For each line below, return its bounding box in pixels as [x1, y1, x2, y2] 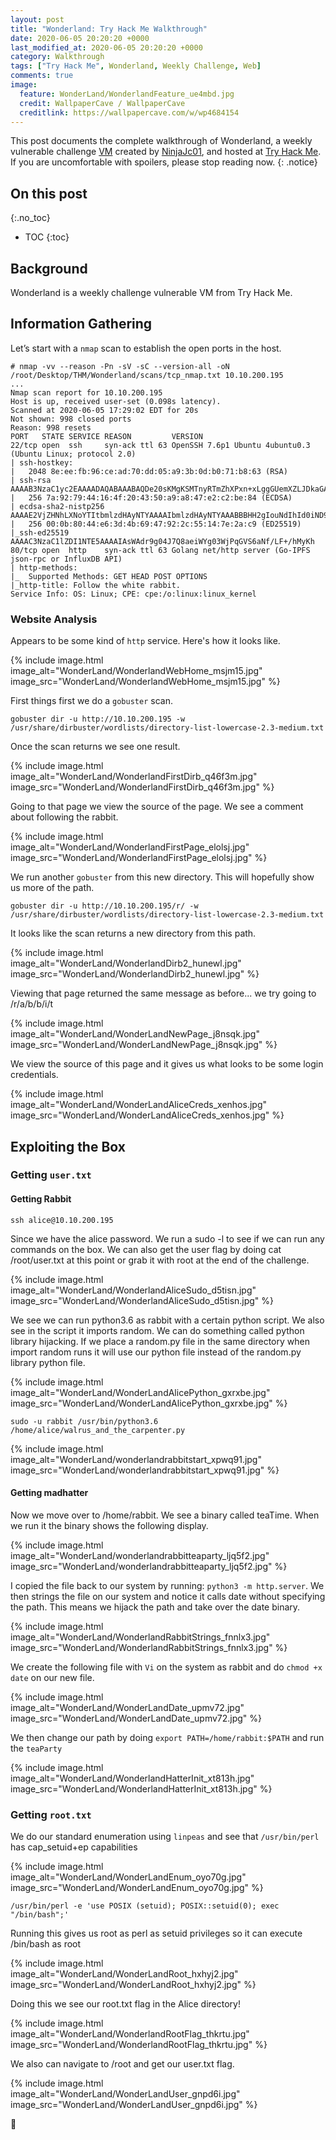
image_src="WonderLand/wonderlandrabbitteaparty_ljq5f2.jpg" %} [10, 1560, 288, 1572]
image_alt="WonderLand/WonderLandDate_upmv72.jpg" [10, 1701, 245, 1713]
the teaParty [10, 1742, 63, 1754]
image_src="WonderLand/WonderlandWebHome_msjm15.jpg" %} [10, 676, 281, 688]
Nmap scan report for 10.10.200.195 [10, 387, 163, 398]
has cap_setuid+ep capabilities [10, 1841, 138, 1853]
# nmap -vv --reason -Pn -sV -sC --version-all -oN [10, 361, 230, 371]
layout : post [10, 14, 65, 25]
